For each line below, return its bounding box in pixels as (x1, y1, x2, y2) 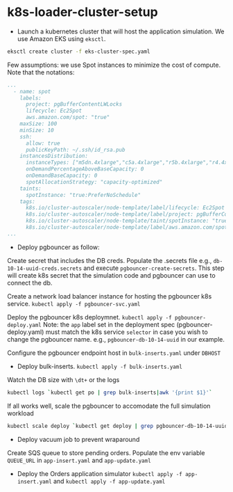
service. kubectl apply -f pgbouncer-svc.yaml (7, 299, 141, 308)
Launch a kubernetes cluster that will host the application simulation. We (17, 27, 225, 35)
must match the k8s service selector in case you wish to (45, 328, 208, 336)
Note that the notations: (7, 68, 75, 77)
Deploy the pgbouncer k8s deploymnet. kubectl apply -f (7, 312, 172, 321)
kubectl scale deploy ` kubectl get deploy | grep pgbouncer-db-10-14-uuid (7, 422, 228, 429)
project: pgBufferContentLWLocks (25, 101, 123, 108)
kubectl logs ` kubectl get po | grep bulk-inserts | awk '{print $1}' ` (7, 389, 213, 396)
